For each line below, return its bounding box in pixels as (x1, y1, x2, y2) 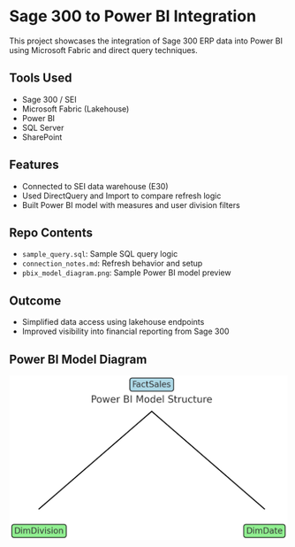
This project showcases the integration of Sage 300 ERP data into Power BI (9, 35, 283, 46)
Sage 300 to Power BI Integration (9, 6, 257, 27)
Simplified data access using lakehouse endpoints (21, 317, 205, 327)
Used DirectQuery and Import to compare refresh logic (21, 190, 222, 201)
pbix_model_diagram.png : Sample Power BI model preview (21, 267, 231, 278)
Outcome (9, 293, 62, 308)
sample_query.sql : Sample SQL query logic (21, 249, 178, 259)
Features (9, 158, 59, 173)
